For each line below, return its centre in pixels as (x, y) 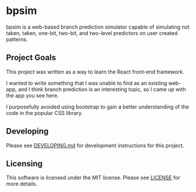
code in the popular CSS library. (44, 113)
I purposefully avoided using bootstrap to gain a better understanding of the (97, 107)
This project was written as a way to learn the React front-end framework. (95, 72)
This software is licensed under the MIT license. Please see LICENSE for (93, 178)
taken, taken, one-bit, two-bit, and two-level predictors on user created (92, 33)
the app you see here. (32, 95)
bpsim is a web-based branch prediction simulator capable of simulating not (98, 27)
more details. (22, 184)
